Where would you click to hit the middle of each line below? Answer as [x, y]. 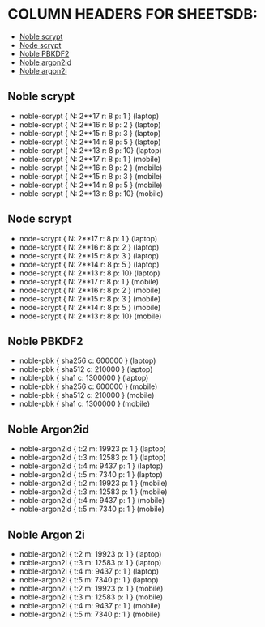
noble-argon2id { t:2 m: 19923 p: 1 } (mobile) [93, 484]
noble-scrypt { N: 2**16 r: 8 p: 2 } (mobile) [91, 168]
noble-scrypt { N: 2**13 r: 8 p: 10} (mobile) [91, 193]
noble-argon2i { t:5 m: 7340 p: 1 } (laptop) [89, 580]
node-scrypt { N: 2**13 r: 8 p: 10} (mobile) [90, 316]
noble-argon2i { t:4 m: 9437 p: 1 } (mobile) [90, 606]
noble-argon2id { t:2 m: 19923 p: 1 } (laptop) [93, 449]
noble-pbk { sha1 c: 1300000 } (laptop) [84, 378]
